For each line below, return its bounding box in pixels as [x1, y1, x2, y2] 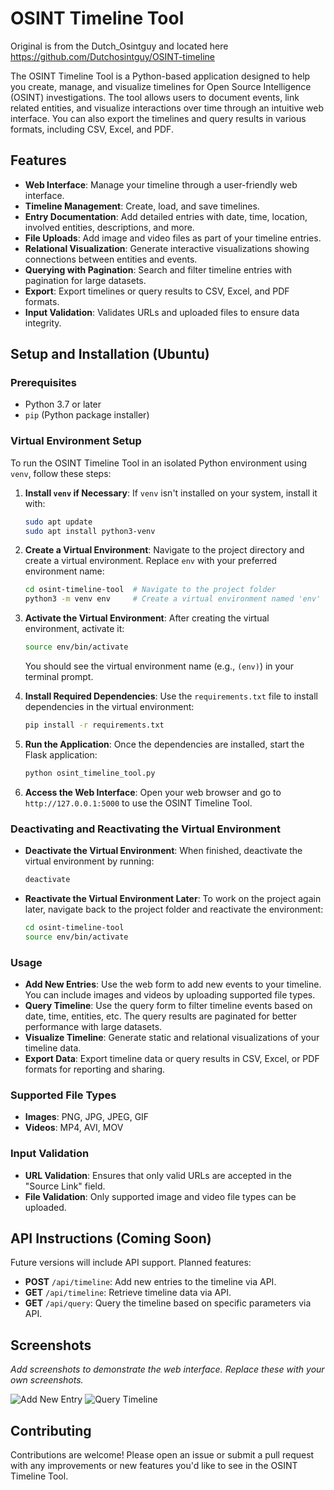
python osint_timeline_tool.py [24, 768, 156, 778]
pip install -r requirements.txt [24, 720, 165, 731]
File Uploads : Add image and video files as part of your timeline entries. [24, 232, 322, 244]
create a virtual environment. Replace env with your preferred [24, 555, 277, 567]
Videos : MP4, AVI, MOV [24, 1122, 124, 1134]
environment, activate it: [24, 623, 125, 635]
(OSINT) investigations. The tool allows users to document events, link [10, 91, 300, 103]
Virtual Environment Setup [10, 434, 142, 448]
